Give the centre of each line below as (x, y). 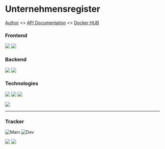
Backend (16, 60)
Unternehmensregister (53, 9)
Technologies (22, 84)
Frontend (16, 35)
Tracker (15, 121)
